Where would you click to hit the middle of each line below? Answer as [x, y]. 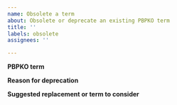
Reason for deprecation [43, 81]
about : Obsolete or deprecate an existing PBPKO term [89, 21]
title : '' [22, 27]
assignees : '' [28, 40]
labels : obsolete [33, 34]
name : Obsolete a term [41, 14]
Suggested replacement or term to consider [74, 94]
